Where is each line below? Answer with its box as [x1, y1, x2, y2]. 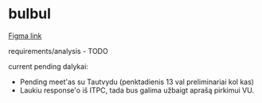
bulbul [8, 5, 52, 23]
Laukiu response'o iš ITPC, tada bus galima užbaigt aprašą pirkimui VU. [19, 85, 255, 95]
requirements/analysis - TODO [8, 46, 109, 55]
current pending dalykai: [8, 61, 89, 71]
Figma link [8, 31, 42, 40]
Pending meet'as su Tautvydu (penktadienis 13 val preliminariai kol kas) [19, 77, 255, 86]
